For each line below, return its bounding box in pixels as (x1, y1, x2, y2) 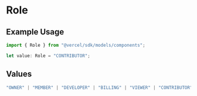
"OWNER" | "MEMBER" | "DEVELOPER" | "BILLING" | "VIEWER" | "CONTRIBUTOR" (6, 84, 193, 91)
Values (6, 69, 32, 79)
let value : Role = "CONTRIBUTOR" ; (6, 53, 91, 59)
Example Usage (6, 27, 64, 37)
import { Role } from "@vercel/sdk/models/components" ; (6, 42, 145, 48)
